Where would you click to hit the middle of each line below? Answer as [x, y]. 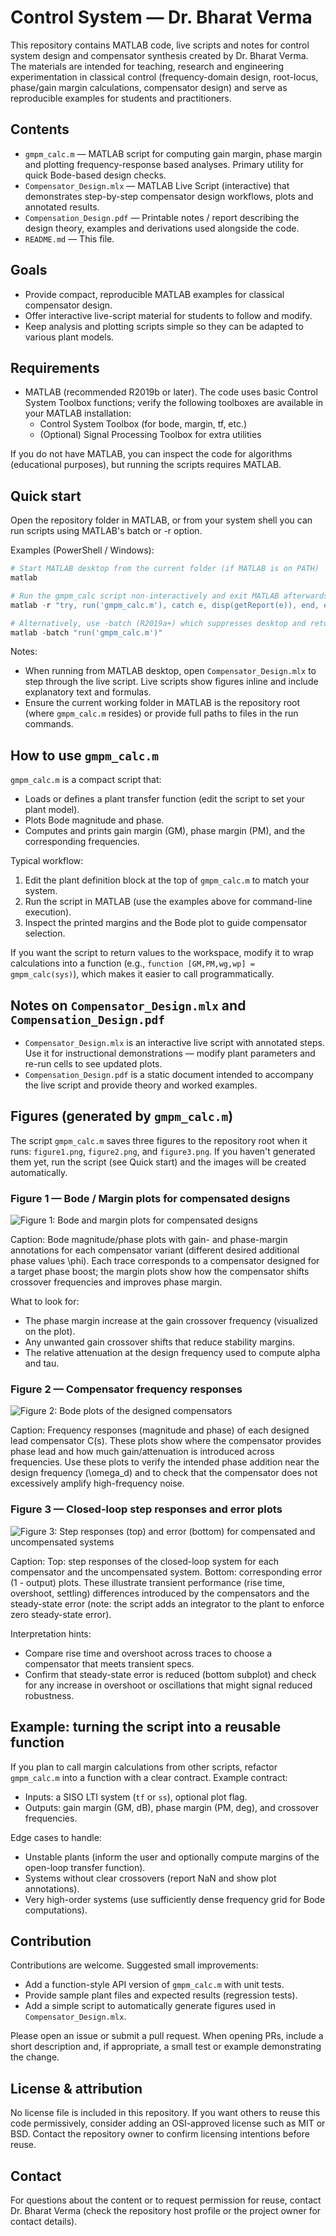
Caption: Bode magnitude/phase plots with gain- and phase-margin [149, 1240]
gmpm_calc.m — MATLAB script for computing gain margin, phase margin [173, 153]
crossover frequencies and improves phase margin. [116, 1282]
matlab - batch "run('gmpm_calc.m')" [86, 632]
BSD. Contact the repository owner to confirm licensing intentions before [160, 2134]
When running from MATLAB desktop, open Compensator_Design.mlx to [170, 671]
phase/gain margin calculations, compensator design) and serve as [149, 87]
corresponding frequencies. [82, 842]
